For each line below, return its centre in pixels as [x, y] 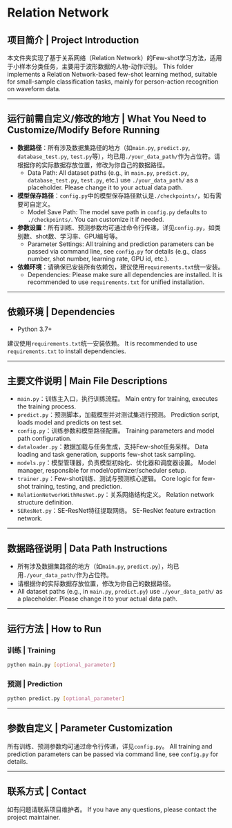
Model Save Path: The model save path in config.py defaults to [117, 211]
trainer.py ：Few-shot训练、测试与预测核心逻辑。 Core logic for [109, 479]
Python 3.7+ [35, 329]
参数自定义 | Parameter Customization [90, 728]
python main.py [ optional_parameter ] [61, 665]
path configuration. [45, 439]
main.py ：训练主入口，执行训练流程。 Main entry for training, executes [117, 399]
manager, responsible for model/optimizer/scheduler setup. [101, 471]
